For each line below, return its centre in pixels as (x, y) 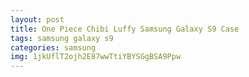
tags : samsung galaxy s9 (62, 38)
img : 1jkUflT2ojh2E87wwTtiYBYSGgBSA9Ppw (96, 57)
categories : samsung (53, 47)
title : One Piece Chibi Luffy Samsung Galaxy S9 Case (125, 29)
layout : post (37, 19)
